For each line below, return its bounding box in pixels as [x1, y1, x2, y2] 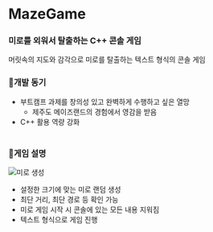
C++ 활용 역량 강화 [19, 117, 80, 126]
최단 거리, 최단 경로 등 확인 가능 [19, 195, 119, 205]
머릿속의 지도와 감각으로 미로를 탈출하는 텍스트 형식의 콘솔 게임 [8, 55, 207, 64]
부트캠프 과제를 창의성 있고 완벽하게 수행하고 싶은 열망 [19, 97, 190, 106]
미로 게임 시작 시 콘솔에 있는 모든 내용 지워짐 [19, 205, 160, 214]
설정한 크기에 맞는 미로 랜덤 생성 [19, 184, 121, 194]
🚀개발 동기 [8, 77, 47, 89]
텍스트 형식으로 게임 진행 [19, 215, 98, 225]
